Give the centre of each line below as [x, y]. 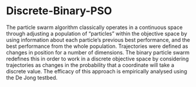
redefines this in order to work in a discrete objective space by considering [97, 59]
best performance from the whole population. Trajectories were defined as [97, 46]
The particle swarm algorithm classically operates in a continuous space [94, 27]
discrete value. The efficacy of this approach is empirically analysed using [97, 71]
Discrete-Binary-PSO [59, 11]
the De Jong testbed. [32, 78]
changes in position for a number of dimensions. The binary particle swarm [98, 52]
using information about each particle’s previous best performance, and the [98, 40]
